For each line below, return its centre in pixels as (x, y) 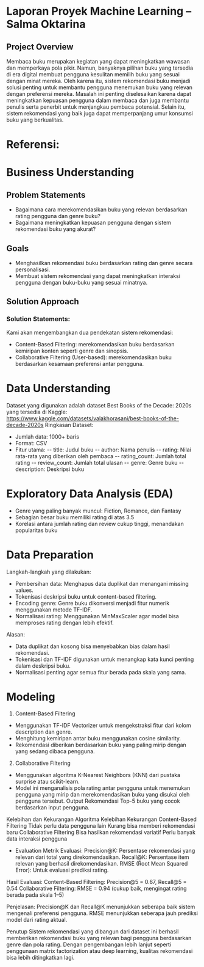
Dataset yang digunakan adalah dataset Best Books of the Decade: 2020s (99, 405)
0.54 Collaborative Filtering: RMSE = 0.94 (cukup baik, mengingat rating (97, 889)
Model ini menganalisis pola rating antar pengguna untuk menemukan (103, 788)
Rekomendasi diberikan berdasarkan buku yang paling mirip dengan (101, 745)
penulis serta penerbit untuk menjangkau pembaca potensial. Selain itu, (96, 107)
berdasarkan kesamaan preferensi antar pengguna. (79, 363)
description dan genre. (44, 732)
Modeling (31, 697)
